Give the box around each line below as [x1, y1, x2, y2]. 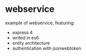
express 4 [12, 29, 33, 35]
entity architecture [12, 40, 50, 46]
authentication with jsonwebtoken [12, 45, 82, 51]
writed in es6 [12, 35, 39, 41]
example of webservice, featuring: [5, 20, 75, 26]
